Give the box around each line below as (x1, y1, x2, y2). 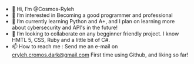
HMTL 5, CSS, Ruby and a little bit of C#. (11, 37, 111, 43)
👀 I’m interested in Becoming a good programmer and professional (11, 12, 173, 19)
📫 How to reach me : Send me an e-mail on (11, 43, 118, 49)
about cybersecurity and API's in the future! (11, 24, 118, 31)
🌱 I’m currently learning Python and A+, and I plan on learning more (11, 18, 175, 24)
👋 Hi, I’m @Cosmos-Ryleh (11, 6, 75, 12)
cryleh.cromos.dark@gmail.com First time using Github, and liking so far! (11, 51, 189, 58)
